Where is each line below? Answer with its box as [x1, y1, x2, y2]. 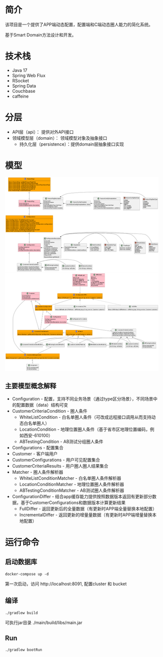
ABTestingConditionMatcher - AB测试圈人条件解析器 [19, 487, 125, 493]
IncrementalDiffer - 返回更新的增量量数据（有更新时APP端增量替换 [19, 511, 152, 518]
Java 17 [12, 67, 28, 73]
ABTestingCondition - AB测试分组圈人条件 [19, 438, 104, 445]
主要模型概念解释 [5, 382, 56, 390]
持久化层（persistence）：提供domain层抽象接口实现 [19, 141, 124, 147]
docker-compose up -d [5, 572, 49, 576]
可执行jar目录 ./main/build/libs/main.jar [5, 619, 83, 625]
